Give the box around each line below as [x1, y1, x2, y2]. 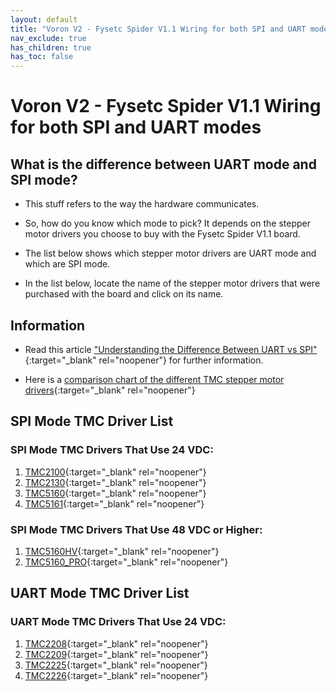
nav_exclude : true [10, 33, 87, 43]
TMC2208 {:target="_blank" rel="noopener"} [24, 637, 209, 650]
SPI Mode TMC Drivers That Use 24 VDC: [10, 443, 214, 457]
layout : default [10, 14, 78, 25]
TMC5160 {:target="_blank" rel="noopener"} [24, 487, 207, 499]
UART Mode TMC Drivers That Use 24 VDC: [10, 615, 227, 629]
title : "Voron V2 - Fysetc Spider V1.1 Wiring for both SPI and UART [10, 24, 307, 34]
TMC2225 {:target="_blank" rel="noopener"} [24, 659, 208, 671]
